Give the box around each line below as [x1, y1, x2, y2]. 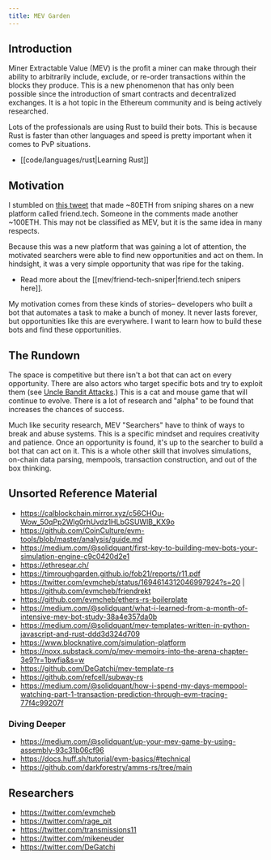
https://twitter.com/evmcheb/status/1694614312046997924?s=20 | [19, 577, 245, 587]
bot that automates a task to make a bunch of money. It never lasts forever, [8, 307, 258, 317]
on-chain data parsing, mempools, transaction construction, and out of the [8, 455, 257, 465]
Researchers [8, 786, 74, 800]
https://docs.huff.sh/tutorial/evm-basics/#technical [19, 754, 191, 763]
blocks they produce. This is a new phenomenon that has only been [8, 80, 235, 90]
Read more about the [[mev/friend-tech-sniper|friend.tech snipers [19, 275, 241, 285]
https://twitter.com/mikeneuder [19, 833, 125, 843]
